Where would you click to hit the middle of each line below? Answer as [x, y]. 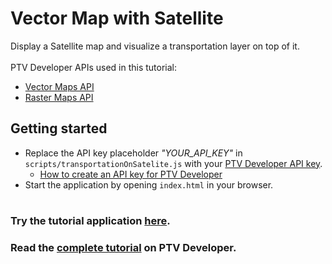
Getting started [59, 128]
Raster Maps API [59, 97]
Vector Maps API [59, 86]
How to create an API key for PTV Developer [131, 174]
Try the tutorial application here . [90, 220]
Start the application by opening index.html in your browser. [149, 184]
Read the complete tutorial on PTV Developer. [123, 247]
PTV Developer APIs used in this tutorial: [94, 67]
